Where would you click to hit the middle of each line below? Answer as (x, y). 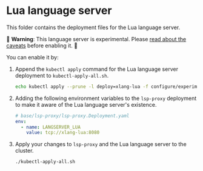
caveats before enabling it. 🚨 (42, 45)
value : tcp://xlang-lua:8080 (63, 133)
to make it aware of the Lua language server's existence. (86, 104)
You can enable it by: (32, 57)
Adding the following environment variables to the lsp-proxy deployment (106, 98)
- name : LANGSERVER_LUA (51, 127)
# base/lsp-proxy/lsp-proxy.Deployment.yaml (72, 116)
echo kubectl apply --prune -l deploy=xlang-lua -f (82, 86)
